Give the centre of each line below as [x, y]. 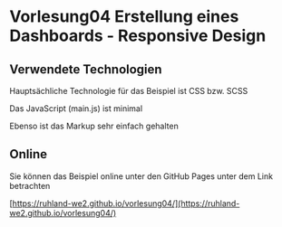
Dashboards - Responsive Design [138, 36]
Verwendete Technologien [86, 69]
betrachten [30, 185]
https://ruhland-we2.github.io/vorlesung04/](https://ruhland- [126, 203]
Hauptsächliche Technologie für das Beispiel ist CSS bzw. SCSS [129, 91]
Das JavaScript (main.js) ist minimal [76, 109]
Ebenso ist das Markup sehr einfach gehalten [94, 126]
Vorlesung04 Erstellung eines [124, 17]
